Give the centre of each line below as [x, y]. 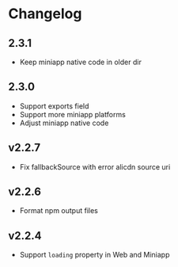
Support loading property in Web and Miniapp [95, 255]
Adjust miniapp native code [64, 123]
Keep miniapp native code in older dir [81, 62]
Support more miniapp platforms [73, 114]
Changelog [45, 14]
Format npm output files [59, 211]
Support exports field [54, 106]
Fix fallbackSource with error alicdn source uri [95, 166]
